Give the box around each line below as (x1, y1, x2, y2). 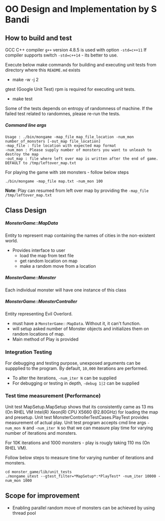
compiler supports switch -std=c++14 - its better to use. (5, 52, 118, 58)
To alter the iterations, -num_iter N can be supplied (12, 375, 117, 381)
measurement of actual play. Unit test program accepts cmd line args (5, 419, 146, 425)
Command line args (5, 122, 47, 128)
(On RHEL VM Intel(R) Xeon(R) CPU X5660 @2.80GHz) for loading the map (5, 409, 159, 415)
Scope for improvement (5, 492, 80, 500)
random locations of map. (12, 331, 65, 337)
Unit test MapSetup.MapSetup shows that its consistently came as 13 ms (5, 404, 154, 409)
